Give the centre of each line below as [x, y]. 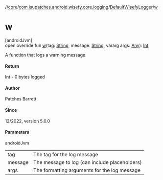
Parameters [17, 132]
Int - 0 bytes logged [25, 77]
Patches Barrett [21, 99]
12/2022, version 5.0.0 [28, 121]
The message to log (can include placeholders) [88, 162]
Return [12, 66]
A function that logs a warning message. [46, 55]
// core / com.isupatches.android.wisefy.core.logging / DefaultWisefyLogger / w [81, 7]
